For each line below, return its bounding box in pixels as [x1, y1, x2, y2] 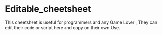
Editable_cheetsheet [5, 3, 91, 15]
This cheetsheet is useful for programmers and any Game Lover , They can [5, 19, 158, 25]
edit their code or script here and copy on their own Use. [5, 24, 120, 30]
